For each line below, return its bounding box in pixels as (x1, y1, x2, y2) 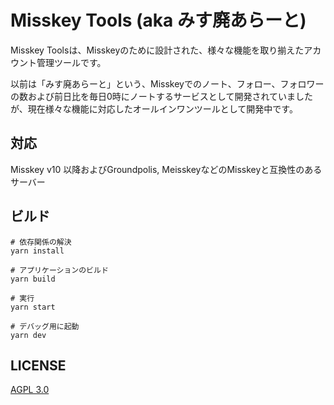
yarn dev (10, 330, 47, 340)
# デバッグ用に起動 (10, 321, 80, 331)
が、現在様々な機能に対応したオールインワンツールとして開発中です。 (10, 102, 298, 115)
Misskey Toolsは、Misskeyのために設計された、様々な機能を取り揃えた (10, 44, 305, 56)
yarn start (10, 302, 56, 312)
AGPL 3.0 (10, 384, 50, 396)
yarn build (10, 274, 56, 284)
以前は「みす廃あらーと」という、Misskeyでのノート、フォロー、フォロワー (10, 77, 325, 90)
